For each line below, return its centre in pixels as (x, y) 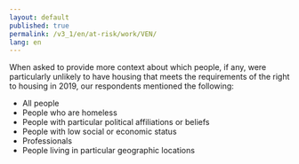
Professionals (47, 141)
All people (40, 104)
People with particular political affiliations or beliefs (116, 122)
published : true (39, 26)
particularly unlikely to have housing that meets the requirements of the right (149, 77)
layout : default (39, 17)
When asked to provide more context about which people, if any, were (138, 67)
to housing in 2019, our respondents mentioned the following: (121, 86)
